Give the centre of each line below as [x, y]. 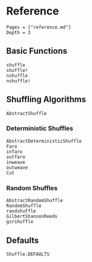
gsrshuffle [20, 222]
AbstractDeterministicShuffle [44, 141]
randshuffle [21, 211]
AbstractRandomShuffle [35, 201]
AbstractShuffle [26, 113]
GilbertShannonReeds [32, 217]
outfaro [16, 157]
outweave [17, 168]
